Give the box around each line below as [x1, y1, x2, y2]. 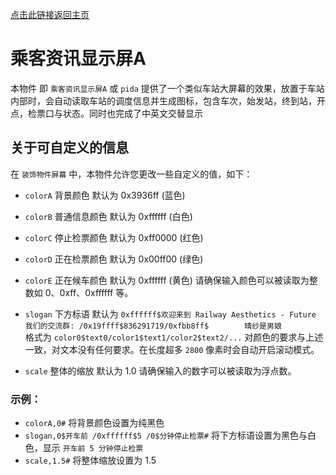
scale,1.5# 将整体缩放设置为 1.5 [24, 454, 157, 467]
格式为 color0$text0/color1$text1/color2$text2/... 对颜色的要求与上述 [24, 331, 324, 343]
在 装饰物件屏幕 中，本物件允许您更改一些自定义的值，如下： [10, 168, 253, 180]
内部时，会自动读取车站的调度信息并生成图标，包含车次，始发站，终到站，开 [10, 94, 326, 107]
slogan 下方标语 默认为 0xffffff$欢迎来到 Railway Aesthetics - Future [24, 308, 317, 320]
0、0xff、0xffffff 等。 [44, 286, 134, 298]
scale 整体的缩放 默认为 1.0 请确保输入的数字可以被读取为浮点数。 [24, 364, 297, 377]
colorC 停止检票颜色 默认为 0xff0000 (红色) [24, 231, 204, 243]
